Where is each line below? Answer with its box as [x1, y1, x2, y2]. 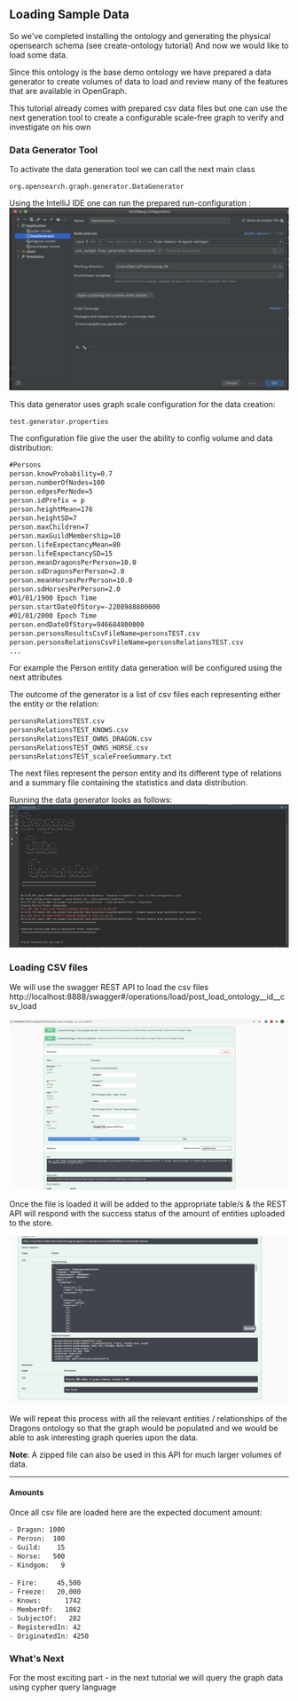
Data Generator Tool [9, 144, 98, 156]
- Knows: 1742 [9, 1596, 82, 1605]
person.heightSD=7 [9, 514, 77, 523]
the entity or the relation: [9, 698, 99, 709]
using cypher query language [9, 1681, 117, 1693]
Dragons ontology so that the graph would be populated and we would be [9, 1422, 279, 1433]
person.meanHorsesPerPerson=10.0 [9, 576, 133, 585]
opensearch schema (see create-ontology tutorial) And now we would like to [9, 40, 289, 51]
